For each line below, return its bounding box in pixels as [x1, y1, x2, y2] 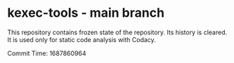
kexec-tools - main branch [7, 5, 165, 21]
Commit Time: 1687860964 [7, 49, 86, 57]
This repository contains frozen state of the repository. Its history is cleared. [7, 28, 227, 36]
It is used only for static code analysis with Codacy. [7, 35, 156, 43]
